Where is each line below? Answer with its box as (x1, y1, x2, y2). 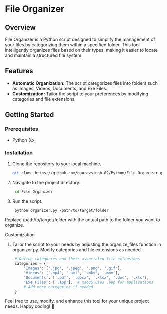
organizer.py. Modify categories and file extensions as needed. (12, 247, 142, 253)
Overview (5, 23, 36, 32)
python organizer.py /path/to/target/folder (14, 208, 109, 213)
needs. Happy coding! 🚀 (5, 303, 55, 309)
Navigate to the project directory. (12, 179, 81, 185)
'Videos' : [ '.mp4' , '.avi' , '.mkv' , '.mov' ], (23, 271, 120, 276)
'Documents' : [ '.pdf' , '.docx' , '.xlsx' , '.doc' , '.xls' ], (23, 275, 149, 280)
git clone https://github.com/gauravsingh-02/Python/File (12, 170, 136, 175)
